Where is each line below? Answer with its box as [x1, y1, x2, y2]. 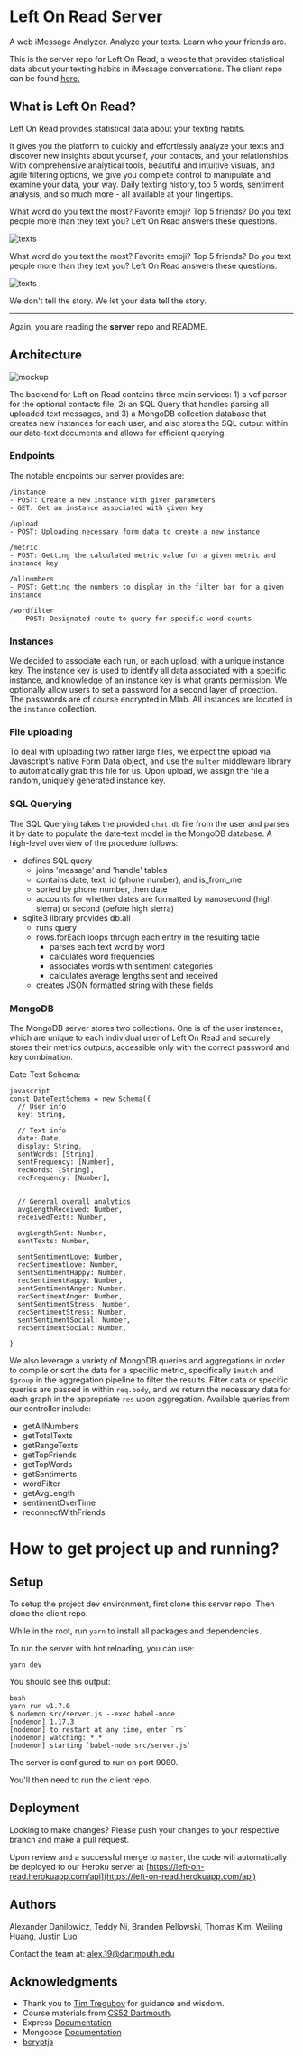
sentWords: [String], [17, 1149, 99, 1159]
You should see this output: [9, 1677, 111, 1688]
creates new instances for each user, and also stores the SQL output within [9, 417, 289, 428]
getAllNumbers [22, 1420, 79, 1432]
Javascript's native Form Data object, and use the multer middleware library [9, 756, 291, 767]
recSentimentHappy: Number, [17, 1276, 124, 1286]
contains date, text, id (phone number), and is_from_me [35, 874, 243, 885]
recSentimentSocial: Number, [17, 1324, 127, 1333]
